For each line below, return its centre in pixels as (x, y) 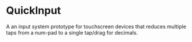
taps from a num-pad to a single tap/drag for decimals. (72, 32)
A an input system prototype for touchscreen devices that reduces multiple (96, 26)
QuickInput (34, 11)
